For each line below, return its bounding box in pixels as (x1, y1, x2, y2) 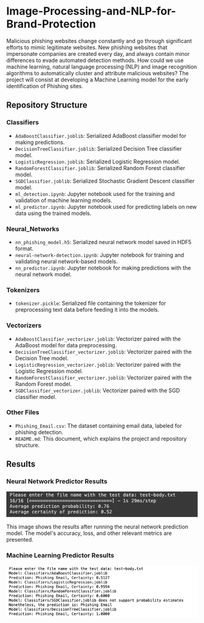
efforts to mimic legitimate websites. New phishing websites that (6, 44, 168, 51)
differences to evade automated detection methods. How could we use (6, 56, 184, 64)
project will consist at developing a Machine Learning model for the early (6, 76, 189, 83)
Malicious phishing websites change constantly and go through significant (6, 37, 192, 44)
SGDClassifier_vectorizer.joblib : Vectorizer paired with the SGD (15, 387, 180, 394)
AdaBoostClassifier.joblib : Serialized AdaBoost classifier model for (15, 132, 187, 139)
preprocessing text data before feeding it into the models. (15, 306, 160, 313)
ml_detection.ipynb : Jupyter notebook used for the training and (15, 190, 175, 197)
